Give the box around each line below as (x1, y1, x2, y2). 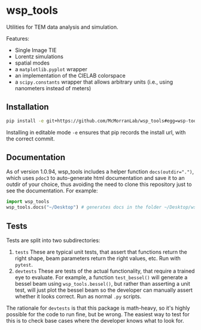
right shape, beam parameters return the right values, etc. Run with (14, 255, 181, 262)
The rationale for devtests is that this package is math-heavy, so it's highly (6, 304, 190, 311)
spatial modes (14, 59, 50, 66)
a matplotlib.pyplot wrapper (14, 65, 88, 72)
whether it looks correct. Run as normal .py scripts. (14, 293, 142, 300)
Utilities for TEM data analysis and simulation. (6, 23, 118, 30)
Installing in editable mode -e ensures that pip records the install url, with (6, 129, 186, 136)
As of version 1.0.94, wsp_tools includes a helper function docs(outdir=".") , (6, 168, 194, 175)
